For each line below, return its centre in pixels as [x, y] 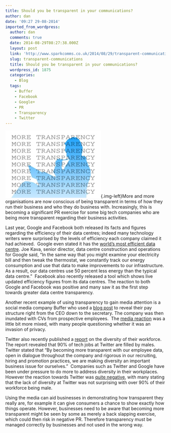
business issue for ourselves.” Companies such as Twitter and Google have [85, 366]
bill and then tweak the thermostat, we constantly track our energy [75, 260]
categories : [23, 75]
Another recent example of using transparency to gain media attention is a [83, 302]
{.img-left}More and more [128, 196]
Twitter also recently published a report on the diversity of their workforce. [83, 339]
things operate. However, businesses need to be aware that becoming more [85, 409]
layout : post [24, 48]
